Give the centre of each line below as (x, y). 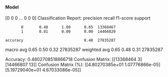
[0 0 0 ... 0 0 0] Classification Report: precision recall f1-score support (78, 18)
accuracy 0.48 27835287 (60, 40)
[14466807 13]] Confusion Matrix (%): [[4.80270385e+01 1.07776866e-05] (83, 64)
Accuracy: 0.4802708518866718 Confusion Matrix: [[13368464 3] (74, 59)
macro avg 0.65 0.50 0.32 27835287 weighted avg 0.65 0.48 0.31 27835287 (84, 49)
